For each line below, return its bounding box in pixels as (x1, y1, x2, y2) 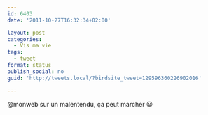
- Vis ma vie (13, 43, 52, 49)
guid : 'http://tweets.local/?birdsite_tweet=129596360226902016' (7, 75, 202, 82)
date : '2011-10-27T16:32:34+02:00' (7, 17, 111, 24)
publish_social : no (7, 68, 64, 75)
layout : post (7, 29, 46, 36)
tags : (7, 49, 23, 56)
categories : (7, 36, 42, 43)
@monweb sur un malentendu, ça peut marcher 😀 (7, 100, 153, 108)
